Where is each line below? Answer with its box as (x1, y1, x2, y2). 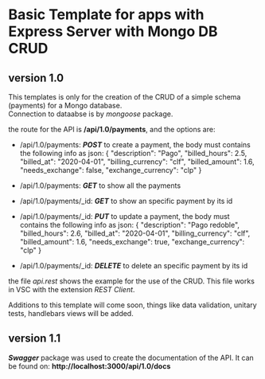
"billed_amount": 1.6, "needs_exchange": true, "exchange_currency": (19, 237, 245, 246)
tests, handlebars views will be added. (8, 309, 134, 318)
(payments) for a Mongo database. (8, 101, 123, 110)
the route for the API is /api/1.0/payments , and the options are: (8, 125, 216, 134)
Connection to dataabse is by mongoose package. (8, 109, 173, 119)
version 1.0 (8, 71, 64, 84)
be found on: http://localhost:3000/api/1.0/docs (8, 361, 171, 371)
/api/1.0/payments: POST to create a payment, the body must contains (19, 140, 251, 149)
